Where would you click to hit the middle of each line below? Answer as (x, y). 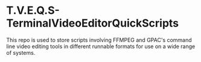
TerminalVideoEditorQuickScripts (93, 23)
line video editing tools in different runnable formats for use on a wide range (101, 46)
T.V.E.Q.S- (33, 11)
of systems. (21, 52)
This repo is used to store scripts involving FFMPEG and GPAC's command (99, 40)
